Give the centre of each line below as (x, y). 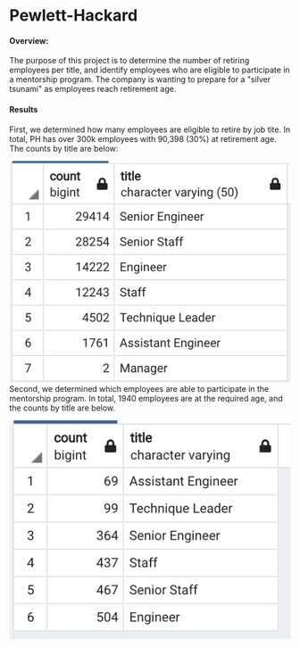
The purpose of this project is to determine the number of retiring (129, 61)
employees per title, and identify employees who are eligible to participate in (150, 70)
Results (24, 109)
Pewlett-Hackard (74, 16)
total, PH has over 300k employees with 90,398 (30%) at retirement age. (143, 138)
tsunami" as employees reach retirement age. (93, 89)
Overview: (29, 40)
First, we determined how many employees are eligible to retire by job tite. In (150, 129)
